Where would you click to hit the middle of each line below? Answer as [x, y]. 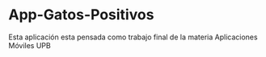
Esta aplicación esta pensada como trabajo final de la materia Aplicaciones [133, 37]
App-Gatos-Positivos [81, 15]
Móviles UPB [30, 45]
